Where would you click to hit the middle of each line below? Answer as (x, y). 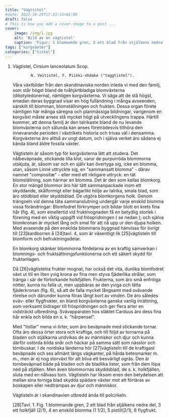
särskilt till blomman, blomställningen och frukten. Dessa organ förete (84, 106)
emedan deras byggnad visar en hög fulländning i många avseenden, (84, 100)
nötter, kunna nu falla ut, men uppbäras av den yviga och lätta (76, 285)
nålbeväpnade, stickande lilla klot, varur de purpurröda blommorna (81, 158)
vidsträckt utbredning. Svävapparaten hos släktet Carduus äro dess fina (87, 311)
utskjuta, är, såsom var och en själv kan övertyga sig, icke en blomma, (85, 164)
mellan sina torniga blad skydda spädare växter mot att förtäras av (81, 380)
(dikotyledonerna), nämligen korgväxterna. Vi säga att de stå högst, (82, 95)
